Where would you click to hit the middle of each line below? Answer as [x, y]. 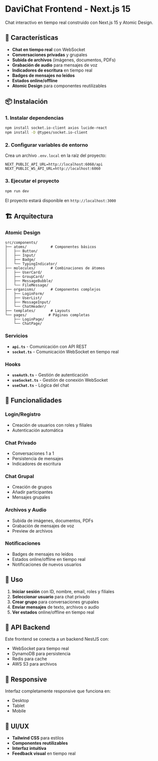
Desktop [20, 701]
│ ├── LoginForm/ [25, 294]
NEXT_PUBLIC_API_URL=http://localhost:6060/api [54, 165]
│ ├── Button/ [21, 251]
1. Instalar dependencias [34, 118]
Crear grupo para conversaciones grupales [55, 602]
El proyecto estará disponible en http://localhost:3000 [61, 200]
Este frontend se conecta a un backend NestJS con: [57, 639]
